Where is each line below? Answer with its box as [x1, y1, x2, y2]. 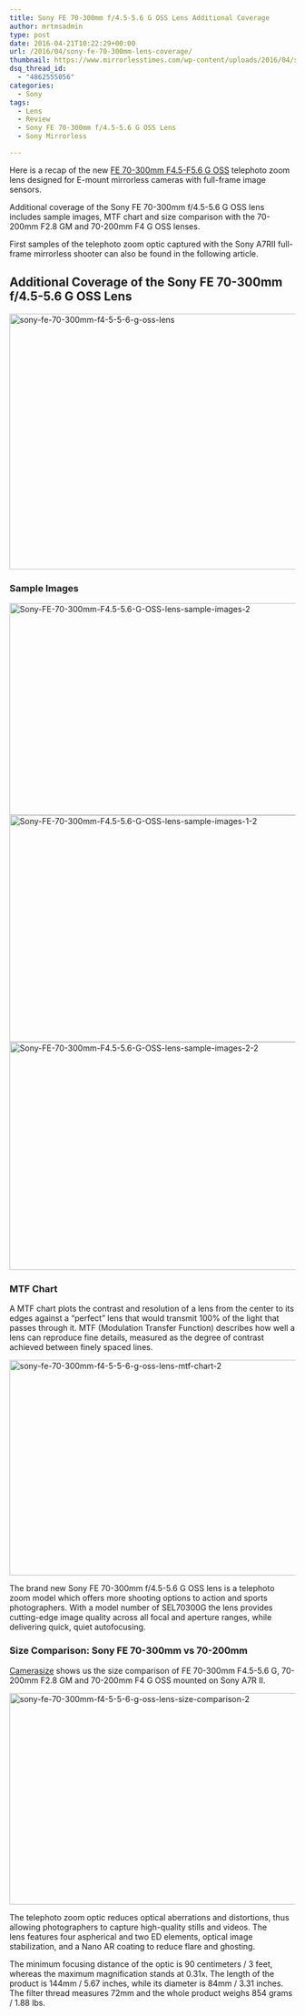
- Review [17, 115, 51, 124]
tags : [9, 97, 30, 107]
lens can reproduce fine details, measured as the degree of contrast [9, 1332, 265, 1343]
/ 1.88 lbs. [9, 1997, 46, 2008]
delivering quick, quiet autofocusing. [9, 1621, 146, 1633]
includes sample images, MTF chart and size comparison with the [9, 211, 256, 222]
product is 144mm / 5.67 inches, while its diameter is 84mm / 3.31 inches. [9, 1978, 284, 1989]
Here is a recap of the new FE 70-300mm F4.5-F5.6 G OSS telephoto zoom [9, 165, 290, 176]
